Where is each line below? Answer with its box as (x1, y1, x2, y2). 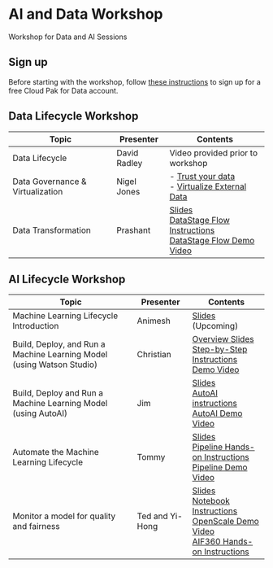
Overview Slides (192, 334, 254, 345)
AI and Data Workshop (8, 5, 163, 24)
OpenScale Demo (192, 516, 260, 527)
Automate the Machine (12, 447, 99, 458)
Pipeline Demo (192, 461, 248, 473)
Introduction (12, 321, 59, 332)
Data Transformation (12, 225, 91, 236)
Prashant (116, 225, 151, 236)
